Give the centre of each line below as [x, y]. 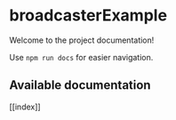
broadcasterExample [88, 16]
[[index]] [25, 107]
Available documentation [80, 85]
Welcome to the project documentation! [82, 40]
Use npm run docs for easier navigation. [81, 57]
